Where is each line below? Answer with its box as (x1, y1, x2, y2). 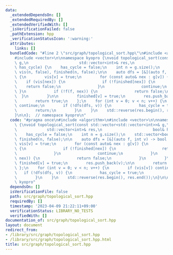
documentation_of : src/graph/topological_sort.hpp (5, 218, 116, 223)
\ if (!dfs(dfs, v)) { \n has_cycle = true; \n (14, 170, 144, 175)
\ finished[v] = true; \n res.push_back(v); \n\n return (14, 160, 167, 166)
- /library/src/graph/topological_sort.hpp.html (5, 237, 112, 242)
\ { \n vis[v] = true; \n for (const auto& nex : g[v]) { (14, 75, 169, 80)
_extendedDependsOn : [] (10, 12, 61, 17)
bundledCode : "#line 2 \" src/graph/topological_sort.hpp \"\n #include (10, 50, 162, 56)
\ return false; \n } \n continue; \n (14, 84, 167, 89)
